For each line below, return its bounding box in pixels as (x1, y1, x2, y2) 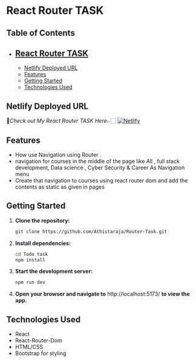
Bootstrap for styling (15, 350, 67, 357)
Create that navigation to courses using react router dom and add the (15, 177, 188, 185)
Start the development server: (15, 267, 93, 275)
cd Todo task (15, 251, 48, 257)
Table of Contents (6, 28, 76, 38)
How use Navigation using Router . (15, 151, 102, 159)
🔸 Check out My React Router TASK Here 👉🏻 (6, 117, 116, 125)
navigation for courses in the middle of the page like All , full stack (15, 158, 180, 165)
